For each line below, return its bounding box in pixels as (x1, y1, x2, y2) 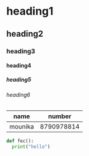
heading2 (6, 29, 44, 39)
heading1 (6, 4, 54, 18)
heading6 (6, 91, 30, 99)
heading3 (6, 47, 35, 55)
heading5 (6, 76, 32, 83)
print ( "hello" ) (12, 143, 51, 150)
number (48, 112, 72, 120)
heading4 (6, 62, 32, 69)
